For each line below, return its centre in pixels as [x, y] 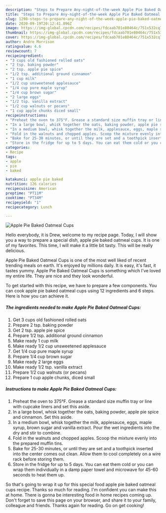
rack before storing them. [38, 459]
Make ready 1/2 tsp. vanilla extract [48, 367]
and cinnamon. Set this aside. [43, 417]
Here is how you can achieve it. [37, 296]
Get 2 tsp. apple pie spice [39, 330]
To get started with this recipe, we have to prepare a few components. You [81, 286]
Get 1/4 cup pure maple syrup [43, 351]
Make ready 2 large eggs [38, 362]
